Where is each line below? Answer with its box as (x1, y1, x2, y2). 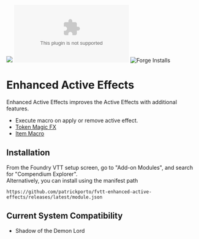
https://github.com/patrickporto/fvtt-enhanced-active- (6, 189, 152, 195)
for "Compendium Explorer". (6, 170, 78, 178)
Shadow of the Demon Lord (15, 227, 85, 234)
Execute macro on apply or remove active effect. (15, 116, 138, 124)
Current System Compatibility (6, 211, 123, 221)
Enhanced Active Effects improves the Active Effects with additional (6, 98, 178, 105)
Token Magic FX (15, 123, 57, 131)
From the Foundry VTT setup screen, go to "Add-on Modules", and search (6, 164, 193, 171)
